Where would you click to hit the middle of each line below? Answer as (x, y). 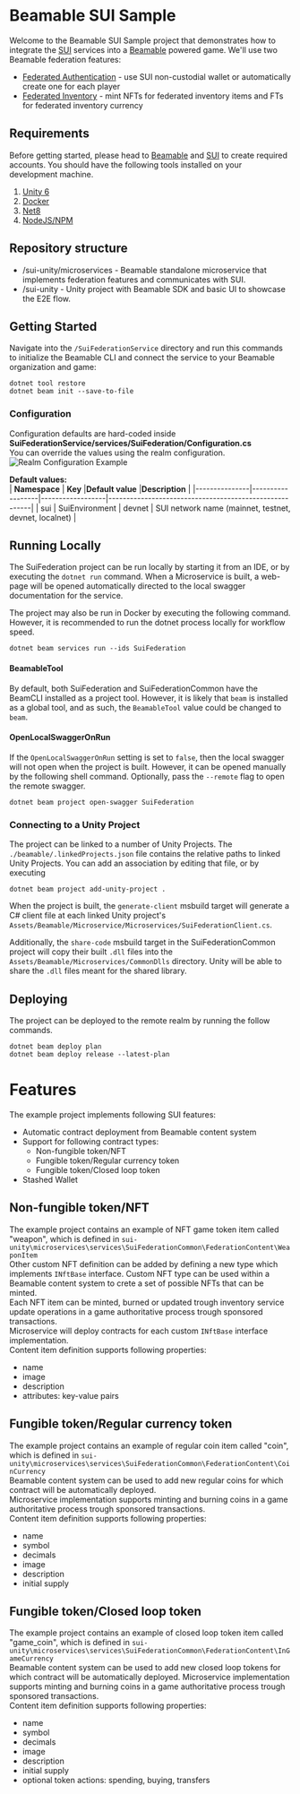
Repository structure (69, 249)
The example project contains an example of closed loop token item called (146, 1633)
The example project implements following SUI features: (113, 1114)
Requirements (49, 134)
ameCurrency (31, 1659)
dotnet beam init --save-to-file (72, 392)
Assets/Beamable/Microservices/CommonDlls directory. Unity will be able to (146, 962)
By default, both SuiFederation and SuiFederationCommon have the (133, 688)
